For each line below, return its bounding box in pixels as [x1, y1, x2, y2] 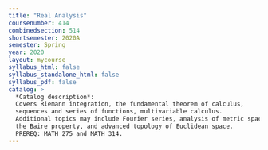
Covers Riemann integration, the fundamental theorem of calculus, [15, 100, 245, 108]
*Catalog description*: [15, 93, 94, 101]
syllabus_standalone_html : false [8, 71, 120, 79]
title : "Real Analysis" [8, 11, 88, 20]
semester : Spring [8, 41, 66, 49]
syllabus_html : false [8, 63, 81, 71]
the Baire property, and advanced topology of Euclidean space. [15, 122, 234, 130]
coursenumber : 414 [8, 19, 69, 27]
